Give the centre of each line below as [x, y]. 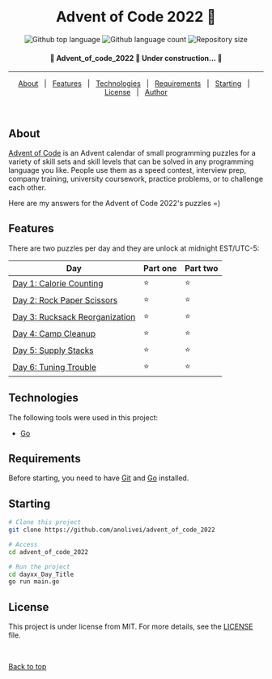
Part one [160, 268]
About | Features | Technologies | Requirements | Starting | [134, 84]
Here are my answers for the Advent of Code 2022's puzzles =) [115, 203]
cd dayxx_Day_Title [41, 574]
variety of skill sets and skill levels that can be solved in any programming [131, 161]
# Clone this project [45, 522]
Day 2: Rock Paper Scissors [65, 300]
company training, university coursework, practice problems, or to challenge [136, 178]
